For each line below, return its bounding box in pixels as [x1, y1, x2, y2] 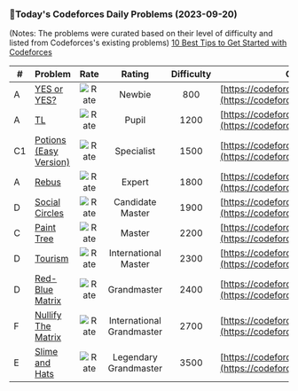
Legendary [112, 351, 158, 364]
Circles [35, 207, 65, 220]
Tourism [35, 253, 69, 265]
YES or [35, 83, 64, 96]
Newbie [119, 89, 152, 101]
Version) [35, 156, 71, 168]
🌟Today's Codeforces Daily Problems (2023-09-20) [9, 8, 238, 20]
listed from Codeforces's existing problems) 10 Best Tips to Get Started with [9, 37, 287, 48]
